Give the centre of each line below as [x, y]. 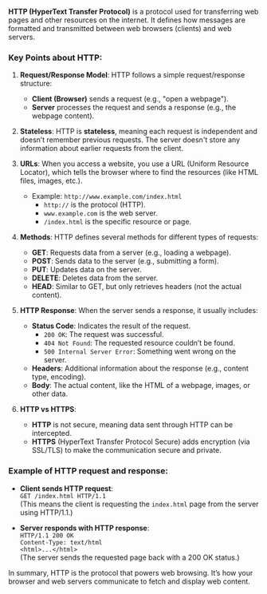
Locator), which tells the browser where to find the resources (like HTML [139, 172]
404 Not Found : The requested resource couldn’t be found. [139, 343]
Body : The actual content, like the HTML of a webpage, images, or [141, 386]
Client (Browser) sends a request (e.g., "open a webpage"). [130, 99]
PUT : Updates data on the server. [86, 270]
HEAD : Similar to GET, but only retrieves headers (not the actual [136, 287]
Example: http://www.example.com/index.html [107, 196]
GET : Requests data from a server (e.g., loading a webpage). [131, 253]
